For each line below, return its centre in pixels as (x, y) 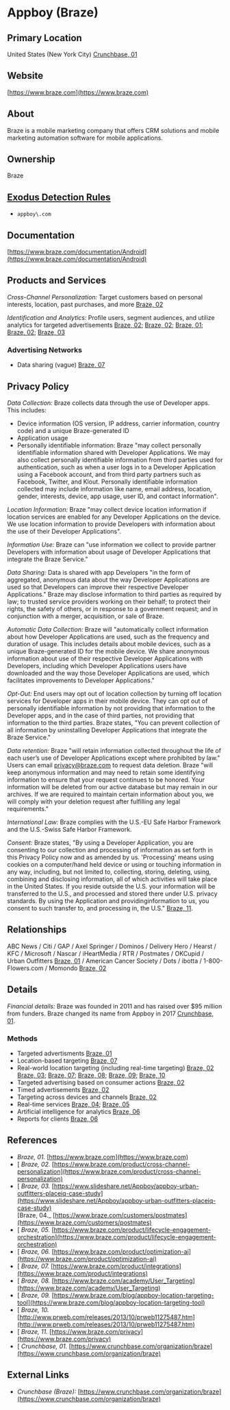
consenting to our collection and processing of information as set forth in (110, 850)
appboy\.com (34, 214)
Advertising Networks (44, 349)
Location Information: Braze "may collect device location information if (107, 509)
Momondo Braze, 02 (78, 968)
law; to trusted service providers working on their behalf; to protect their (109, 602)
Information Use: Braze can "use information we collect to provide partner (112, 544)
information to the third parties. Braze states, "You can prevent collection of (114, 722)
